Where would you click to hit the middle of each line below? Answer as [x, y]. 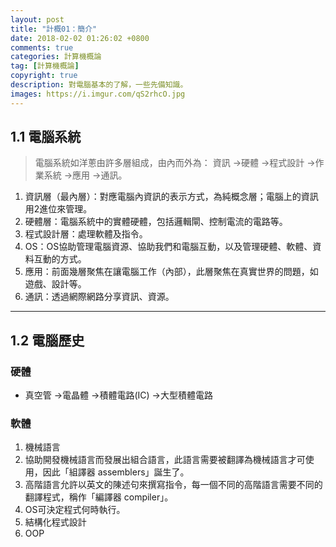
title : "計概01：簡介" [54, 29]
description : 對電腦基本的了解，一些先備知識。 [99, 85]
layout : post [37, 19]
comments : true [42, 47]
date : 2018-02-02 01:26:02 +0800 [80, 38]
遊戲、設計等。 [55, 284]
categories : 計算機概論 [56, 57]
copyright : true [44, 76]
